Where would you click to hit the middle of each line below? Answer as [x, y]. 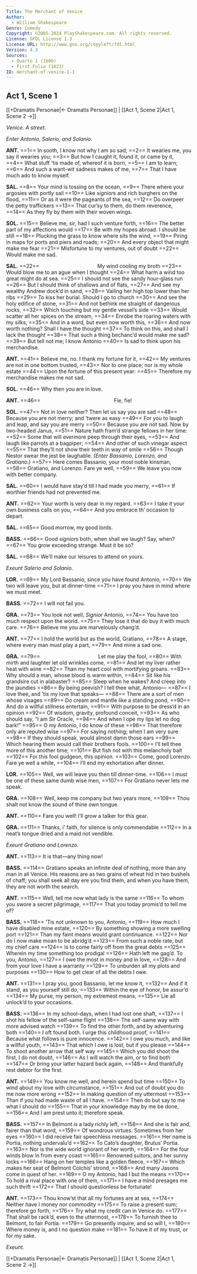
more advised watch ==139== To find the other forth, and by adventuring [95, 1027]
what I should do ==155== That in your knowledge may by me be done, [93, 1107]
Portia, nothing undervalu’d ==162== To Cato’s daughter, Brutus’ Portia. [93, 1143]
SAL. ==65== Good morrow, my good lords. [59, 527]
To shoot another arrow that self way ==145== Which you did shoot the [93, 1051]
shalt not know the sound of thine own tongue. [63, 804]
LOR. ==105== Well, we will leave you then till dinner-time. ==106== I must [97, 774]
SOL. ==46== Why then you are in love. [54, 389]
